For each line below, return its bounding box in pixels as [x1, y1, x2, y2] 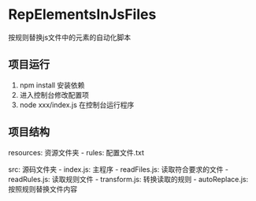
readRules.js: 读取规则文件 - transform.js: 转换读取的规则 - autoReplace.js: [8, 174, 249, 184]
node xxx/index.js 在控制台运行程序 [19, 100, 135, 110]
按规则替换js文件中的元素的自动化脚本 [8, 32, 132, 42]
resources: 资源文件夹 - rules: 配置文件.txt [8, 147, 144, 157]
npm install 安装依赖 [19, 80, 85, 90]
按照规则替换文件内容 [8, 184, 77, 194]
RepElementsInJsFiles [8, 6, 157, 24]
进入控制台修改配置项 [19, 90, 89, 99]
